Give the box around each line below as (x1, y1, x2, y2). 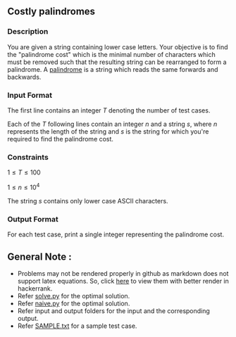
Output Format (7, 214, 58, 224)
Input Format (7, 90, 53, 100)
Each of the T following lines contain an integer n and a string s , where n (7, 120, 218, 128)
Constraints (7, 152, 49, 162)
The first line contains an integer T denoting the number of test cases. (7, 106, 211, 115)
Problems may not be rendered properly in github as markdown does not (17, 269, 229, 278)
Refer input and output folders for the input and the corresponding (17, 307, 210, 315)
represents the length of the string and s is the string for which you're (7, 127, 209, 136)
